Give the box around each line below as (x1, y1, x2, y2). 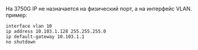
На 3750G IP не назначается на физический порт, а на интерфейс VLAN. (5, 5, 192, 12)
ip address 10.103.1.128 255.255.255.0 (5, 28, 107, 34)
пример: (5, 11, 28, 19)
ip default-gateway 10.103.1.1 (5, 34, 85, 40)
